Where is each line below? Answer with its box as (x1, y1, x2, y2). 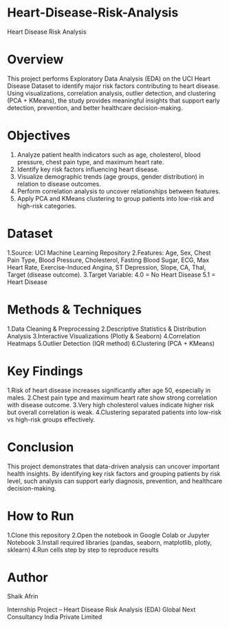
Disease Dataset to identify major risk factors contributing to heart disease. (7, 81, 220, 90)
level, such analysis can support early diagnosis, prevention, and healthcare (7, 477, 223, 485)
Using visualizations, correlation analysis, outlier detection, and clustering (7, 89, 216, 97)
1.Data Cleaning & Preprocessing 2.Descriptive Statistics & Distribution (7, 325, 206, 333)
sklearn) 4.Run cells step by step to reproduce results (7, 545, 160, 554)
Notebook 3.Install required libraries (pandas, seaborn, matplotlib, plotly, (7, 538, 212, 546)
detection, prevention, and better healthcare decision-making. (7, 103, 183, 111)
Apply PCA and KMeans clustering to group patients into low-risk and (17, 194, 215, 202)
